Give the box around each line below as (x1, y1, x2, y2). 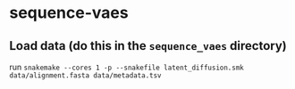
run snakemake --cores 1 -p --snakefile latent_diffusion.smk (9, 61, 244, 72)
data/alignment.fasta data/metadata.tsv (9, 71, 163, 80)
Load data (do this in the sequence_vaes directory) (9, 38, 288, 53)
